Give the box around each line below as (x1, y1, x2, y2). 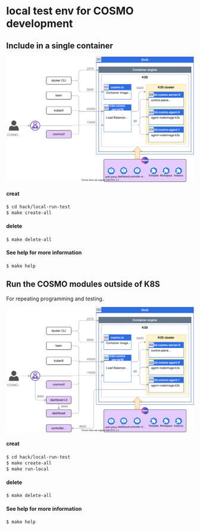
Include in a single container (6, 41, 113, 51)
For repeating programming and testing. (6, 295, 104, 302)
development (6, 17, 73, 30)
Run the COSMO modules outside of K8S (6, 279, 161, 290)
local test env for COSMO (6, 4, 134, 18)
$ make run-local (6, 466, 49, 472)
